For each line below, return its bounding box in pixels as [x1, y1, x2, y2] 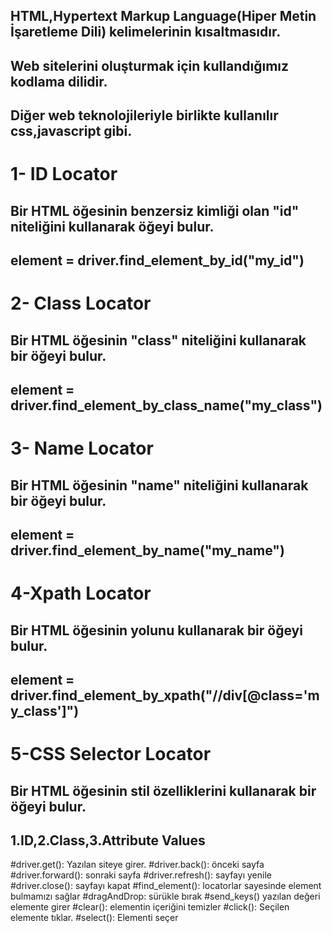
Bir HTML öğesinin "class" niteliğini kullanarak [10, 332, 307, 349]
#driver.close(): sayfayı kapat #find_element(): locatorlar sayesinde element [10, 880, 322, 892]
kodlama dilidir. [10, 73, 108, 90]
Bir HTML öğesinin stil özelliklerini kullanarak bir [10, 782, 317, 799]
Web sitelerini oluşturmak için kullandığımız [10, 57, 290, 74]
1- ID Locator [10, 163, 118, 186]
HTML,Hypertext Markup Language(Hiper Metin [10, 8, 317, 25]
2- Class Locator [10, 292, 152, 315]
